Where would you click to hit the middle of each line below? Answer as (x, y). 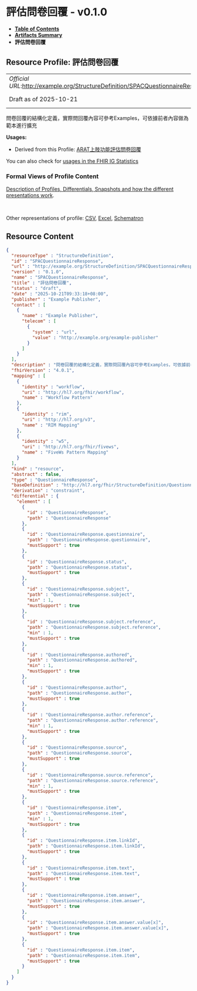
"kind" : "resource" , (38, 469)
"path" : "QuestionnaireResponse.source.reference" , (93, 780)
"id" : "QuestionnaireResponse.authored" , (80, 655)
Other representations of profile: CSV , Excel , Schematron (75, 218)
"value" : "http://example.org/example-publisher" (95, 338)
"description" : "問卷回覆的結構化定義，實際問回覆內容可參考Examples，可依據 (99, 365)
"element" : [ (34, 502)
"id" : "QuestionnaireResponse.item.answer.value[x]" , (96, 923)
